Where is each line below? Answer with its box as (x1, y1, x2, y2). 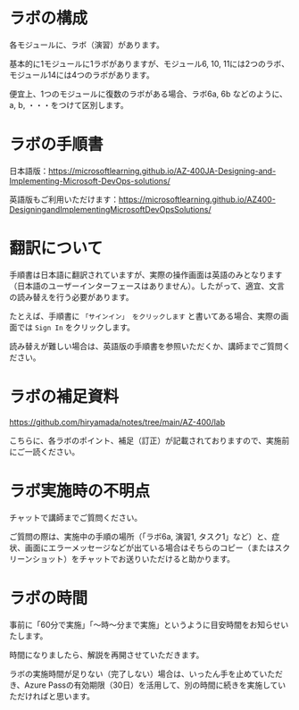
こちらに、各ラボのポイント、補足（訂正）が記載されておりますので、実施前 (9, 435, 290, 446)
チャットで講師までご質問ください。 (9, 512, 143, 522)
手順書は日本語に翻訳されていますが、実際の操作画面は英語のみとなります (9, 269, 283, 280)
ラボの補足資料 (9, 387, 120, 406)
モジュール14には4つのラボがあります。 (9, 69, 154, 80)
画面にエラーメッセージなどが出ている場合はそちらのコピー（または (24, 542, 275, 553)
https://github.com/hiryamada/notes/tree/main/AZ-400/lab (9, 416, 226, 427)
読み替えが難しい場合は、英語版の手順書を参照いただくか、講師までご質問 (9, 340, 283, 351)
